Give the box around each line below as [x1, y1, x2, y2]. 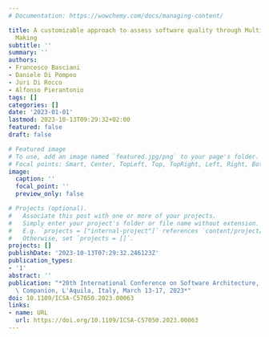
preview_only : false [15, 190, 84, 198]
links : [8, 302, 30, 310]
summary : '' [8, 49, 48, 57]
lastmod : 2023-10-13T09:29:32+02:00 [8, 116, 130, 124]
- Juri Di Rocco [8, 78, 62, 87]
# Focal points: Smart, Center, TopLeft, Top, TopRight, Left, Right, [8, 160, 249, 168]
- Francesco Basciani [8, 63, 81, 72]
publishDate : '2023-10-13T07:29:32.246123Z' [8, 250, 159, 258]
